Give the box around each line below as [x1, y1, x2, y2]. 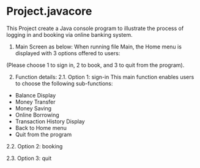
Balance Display [15, 91, 56, 99]
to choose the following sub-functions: [15, 80, 113, 87]
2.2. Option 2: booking [6, 142, 63, 150]
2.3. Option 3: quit [6, 155, 52, 162]
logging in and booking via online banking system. [6, 31, 133, 38]
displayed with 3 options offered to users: [15, 49, 120, 56]
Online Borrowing [15, 111, 59, 118]
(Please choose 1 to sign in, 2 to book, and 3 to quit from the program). [6, 61, 185, 69]
